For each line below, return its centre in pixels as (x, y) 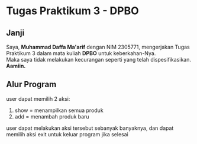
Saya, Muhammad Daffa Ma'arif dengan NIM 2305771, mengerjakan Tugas (98, 47)
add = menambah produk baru (52, 116)
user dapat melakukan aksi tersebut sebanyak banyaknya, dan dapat (90, 128)
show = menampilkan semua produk (59, 110)
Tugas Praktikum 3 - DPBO (72, 11)
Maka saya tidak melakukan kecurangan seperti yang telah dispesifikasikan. (98, 60)
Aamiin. (16, 66)
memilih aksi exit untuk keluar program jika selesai (67, 134)
